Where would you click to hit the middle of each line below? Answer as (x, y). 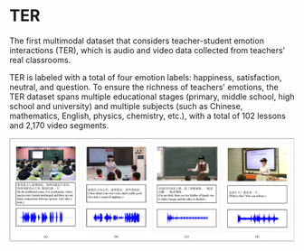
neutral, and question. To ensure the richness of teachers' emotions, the (144, 87)
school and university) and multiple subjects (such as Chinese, (126, 106)
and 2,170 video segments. (59, 125)
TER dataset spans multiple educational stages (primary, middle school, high (152, 97)
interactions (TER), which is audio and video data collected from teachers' (147, 50)
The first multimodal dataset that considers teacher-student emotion (137, 41)
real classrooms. (40, 60)
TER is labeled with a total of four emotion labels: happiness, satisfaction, (146, 77)
